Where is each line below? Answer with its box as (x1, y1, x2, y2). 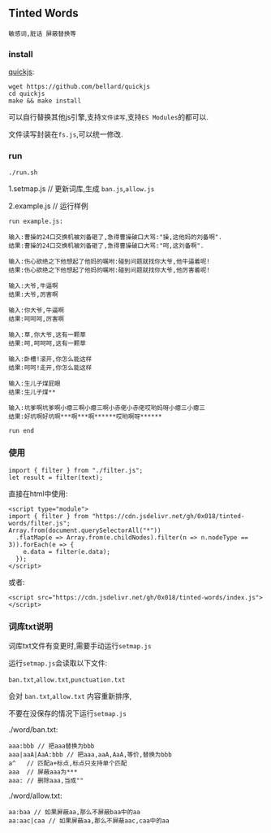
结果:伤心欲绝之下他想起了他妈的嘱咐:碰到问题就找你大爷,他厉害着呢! (8, 266, 211, 275)
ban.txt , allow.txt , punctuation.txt (8, 674, 126, 684)
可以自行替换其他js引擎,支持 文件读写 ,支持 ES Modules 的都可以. (8, 112, 209, 122)
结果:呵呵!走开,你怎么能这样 (8, 364, 92, 373)
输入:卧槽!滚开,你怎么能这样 (8, 355, 92, 364)
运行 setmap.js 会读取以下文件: (8, 658, 108, 668)
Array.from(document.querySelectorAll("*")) (8, 526, 161, 534)
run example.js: (8, 217, 63, 226)
